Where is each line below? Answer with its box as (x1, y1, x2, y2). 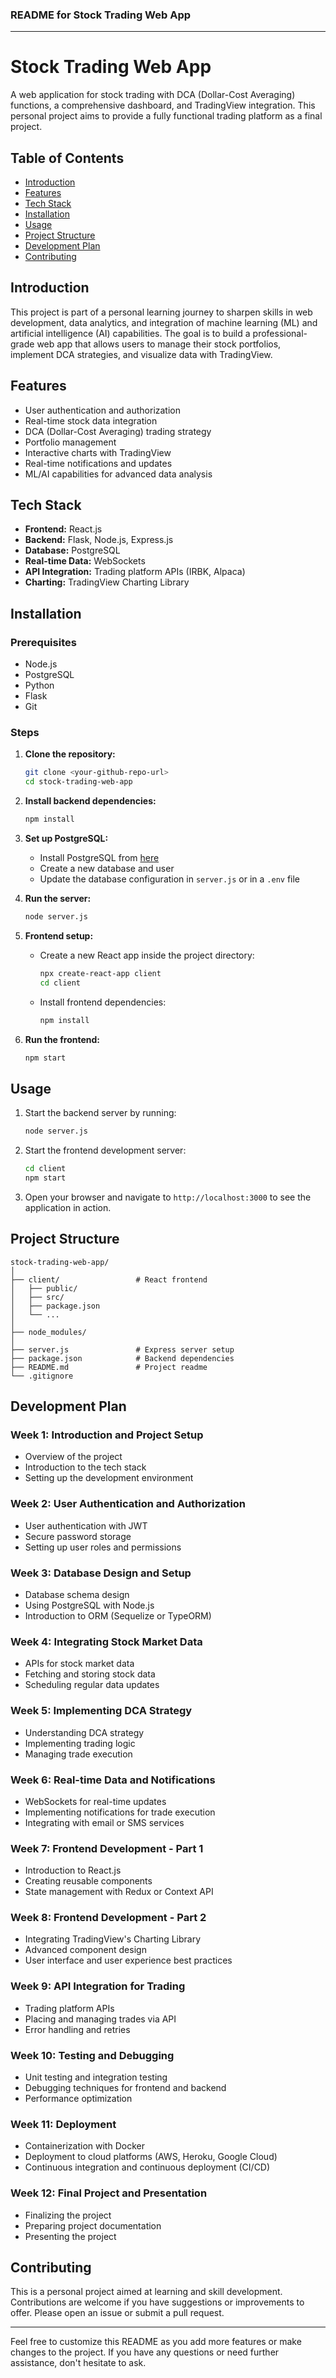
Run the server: (24, 893, 92, 905)
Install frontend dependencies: (39, 996, 167, 1008)
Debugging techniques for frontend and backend (24, 2082, 227, 2094)
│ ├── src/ (10, 1292, 65, 1302)
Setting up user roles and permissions (24, 1541, 182, 1553)
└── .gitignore (10, 1371, 74, 1381)
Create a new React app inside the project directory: (39, 949, 255, 961)
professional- (252, 327, 308, 339)
